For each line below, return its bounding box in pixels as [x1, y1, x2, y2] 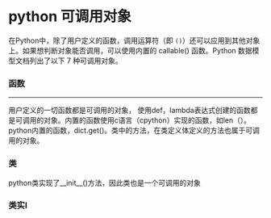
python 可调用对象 [8, 7, 131, 26]
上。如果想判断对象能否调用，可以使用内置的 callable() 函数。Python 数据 [8, 45, 252, 55]
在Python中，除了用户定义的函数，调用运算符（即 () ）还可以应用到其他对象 [8, 36, 261, 45]
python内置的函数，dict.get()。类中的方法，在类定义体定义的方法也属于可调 [8, 126, 261, 136]
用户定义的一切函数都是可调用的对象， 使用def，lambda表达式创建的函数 [8, 106, 252, 115]
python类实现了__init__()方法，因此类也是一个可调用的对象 [8, 178, 202, 187]
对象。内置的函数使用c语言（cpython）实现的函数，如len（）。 [43, 115, 252, 125]
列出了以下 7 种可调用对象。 [29, 56, 123, 65]
